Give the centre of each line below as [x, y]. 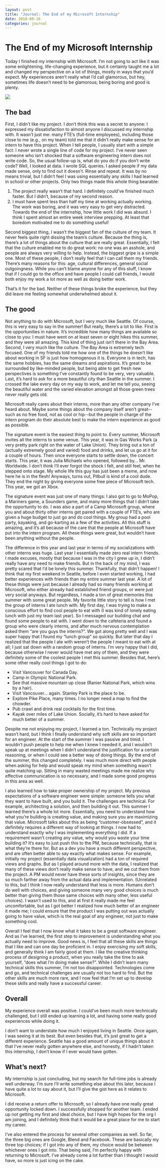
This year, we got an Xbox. [32, 487]
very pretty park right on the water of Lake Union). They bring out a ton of [80, 445]
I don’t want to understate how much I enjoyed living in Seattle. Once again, [82, 1030]
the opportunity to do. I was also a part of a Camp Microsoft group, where [80, 506]
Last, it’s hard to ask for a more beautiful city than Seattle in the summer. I [80, 379]
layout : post [18, 10]
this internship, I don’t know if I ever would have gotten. [61, 1051]
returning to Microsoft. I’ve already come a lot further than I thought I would [82, 1155]
